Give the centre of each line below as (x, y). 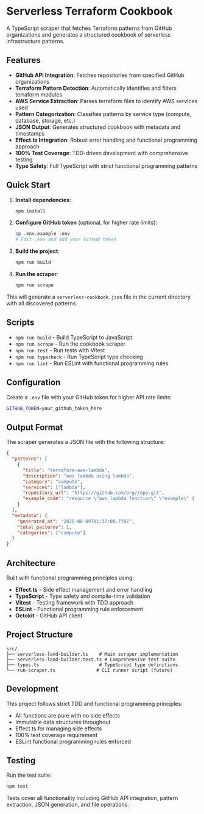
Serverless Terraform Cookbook (90, 11)
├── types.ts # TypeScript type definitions (92, 665)
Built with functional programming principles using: (70, 578)
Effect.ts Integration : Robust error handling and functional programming (106, 140)
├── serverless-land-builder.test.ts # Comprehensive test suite (91, 660)
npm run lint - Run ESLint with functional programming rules (92, 363)
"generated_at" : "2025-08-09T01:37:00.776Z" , (76, 521)
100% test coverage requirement (56, 735)
